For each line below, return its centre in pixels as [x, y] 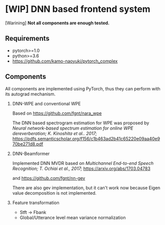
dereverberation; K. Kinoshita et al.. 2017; [55, 133]
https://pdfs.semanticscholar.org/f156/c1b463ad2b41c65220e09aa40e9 [86, 139]
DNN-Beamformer [31, 153]
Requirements [27, 38]
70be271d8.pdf [28, 144]
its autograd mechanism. [30, 94]
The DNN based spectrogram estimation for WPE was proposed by [81, 123]
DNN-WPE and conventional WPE [46, 103]
